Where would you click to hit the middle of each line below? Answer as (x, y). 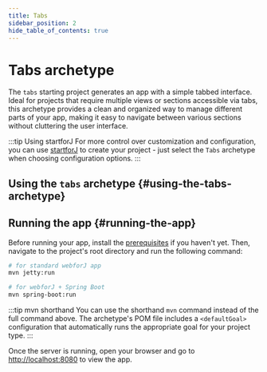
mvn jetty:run (32, 273)
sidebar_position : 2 (43, 23)
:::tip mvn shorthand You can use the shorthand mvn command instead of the (133, 310)
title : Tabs (28, 16)
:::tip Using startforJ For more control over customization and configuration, (132, 141)
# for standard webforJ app (55, 265)
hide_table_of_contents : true (59, 30)
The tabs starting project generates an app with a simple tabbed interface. (130, 92)
